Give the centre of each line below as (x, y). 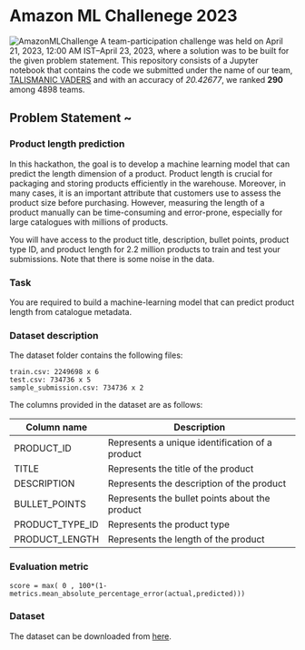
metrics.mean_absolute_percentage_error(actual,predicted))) (128, 594)
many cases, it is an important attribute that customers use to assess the (145, 193)
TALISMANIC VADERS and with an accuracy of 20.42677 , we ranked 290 (146, 79)
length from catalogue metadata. (71, 311)
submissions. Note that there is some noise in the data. (112, 259)
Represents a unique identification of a (190, 442)
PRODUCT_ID (43, 449)
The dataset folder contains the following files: (96, 355)
